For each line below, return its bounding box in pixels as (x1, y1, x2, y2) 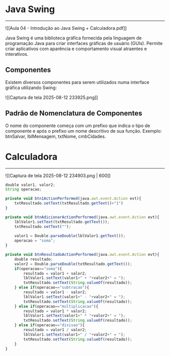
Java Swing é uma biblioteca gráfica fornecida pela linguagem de (5, 34, 142, 41)
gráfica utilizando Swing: (5, 85, 57, 91)
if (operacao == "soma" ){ (14, 266, 62, 271)
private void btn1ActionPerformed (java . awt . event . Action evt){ (5, 196, 142, 201)
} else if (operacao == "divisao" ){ (14, 323, 85, 328)
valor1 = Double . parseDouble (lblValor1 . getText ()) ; (14, 233, 125, 239)
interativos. (5, 51, 29, 57)
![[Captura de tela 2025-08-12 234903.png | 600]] (5, 172, 111, 178)
